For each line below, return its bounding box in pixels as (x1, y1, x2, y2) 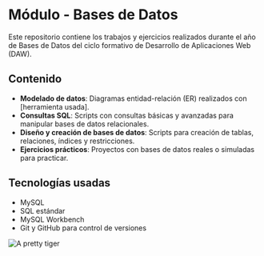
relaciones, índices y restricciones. (19, 136, 135, 146)
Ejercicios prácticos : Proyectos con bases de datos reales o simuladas (19, 144, 255, 154)
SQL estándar (19, 206, 66, 215)
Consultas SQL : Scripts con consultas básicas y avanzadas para (19, 110, 234, 120)
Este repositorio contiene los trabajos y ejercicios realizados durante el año (8, 32, 256, 42)
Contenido (8, 72, 62, 86)
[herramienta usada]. (19, 102, 90, 111)
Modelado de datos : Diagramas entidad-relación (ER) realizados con (19, 94, 247, 103)
